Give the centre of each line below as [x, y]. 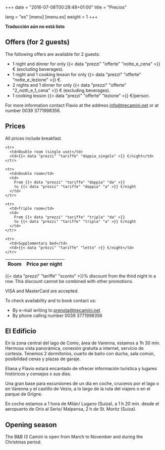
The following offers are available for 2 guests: [53, 54]
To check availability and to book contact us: [51, 300]
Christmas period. [24, 442]
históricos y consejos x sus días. [38, 374]
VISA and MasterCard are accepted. [42, 291]
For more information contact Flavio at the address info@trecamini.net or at [82, 105]
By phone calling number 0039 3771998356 [57, 315]
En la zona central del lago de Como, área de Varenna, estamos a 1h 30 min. [83, 343]
